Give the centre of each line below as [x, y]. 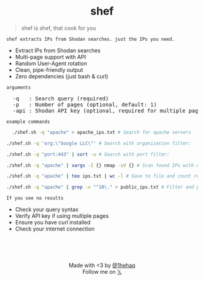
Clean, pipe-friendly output [49, 70]
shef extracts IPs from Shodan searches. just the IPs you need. [90, 39]
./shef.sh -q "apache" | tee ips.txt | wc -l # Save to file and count [99, 176]
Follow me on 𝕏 [102, 272]
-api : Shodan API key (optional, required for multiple [99, 110]
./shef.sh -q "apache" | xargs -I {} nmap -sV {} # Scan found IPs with [100, 165]
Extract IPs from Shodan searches [58, 50]
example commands [28, 122]
